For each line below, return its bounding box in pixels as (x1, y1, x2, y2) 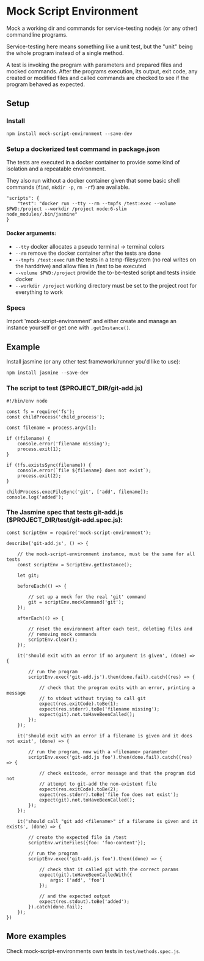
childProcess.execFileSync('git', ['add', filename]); (6, 489, 149, 495)
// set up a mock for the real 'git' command (28, 594, 147, 600)
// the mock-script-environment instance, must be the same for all (17, 551, 195, 557)
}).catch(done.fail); (28, 904, 84, 910)
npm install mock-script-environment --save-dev (6, 130, 133, 137)
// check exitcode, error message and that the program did (38, 770, 195, 776)
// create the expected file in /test (28, 834, 127, 841)
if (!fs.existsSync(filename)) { (6, 462, 92, 468)
